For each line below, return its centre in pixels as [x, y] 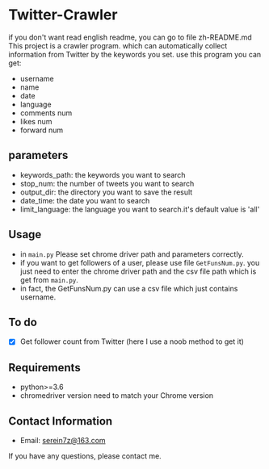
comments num [46, 113]
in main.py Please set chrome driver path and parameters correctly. [132, 254]
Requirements [44, 368]
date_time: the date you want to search [85, 200]
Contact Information [61, 421]
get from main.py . [49, 279]
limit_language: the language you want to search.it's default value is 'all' [140, 209]
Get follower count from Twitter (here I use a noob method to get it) [132, 341]
